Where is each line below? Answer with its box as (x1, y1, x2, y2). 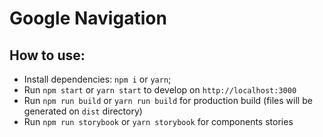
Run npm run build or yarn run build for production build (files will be (23, 95, 313, 106)
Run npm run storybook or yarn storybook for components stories (23, 116, 294, 127)
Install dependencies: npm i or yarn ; (23, 73, 172, 85)
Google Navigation (9, 7, 167, 30)
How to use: (9, 47, 86, 64)
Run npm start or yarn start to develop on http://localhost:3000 (23, 84, 297, 96)
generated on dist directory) (23, 105, 143, 117)
